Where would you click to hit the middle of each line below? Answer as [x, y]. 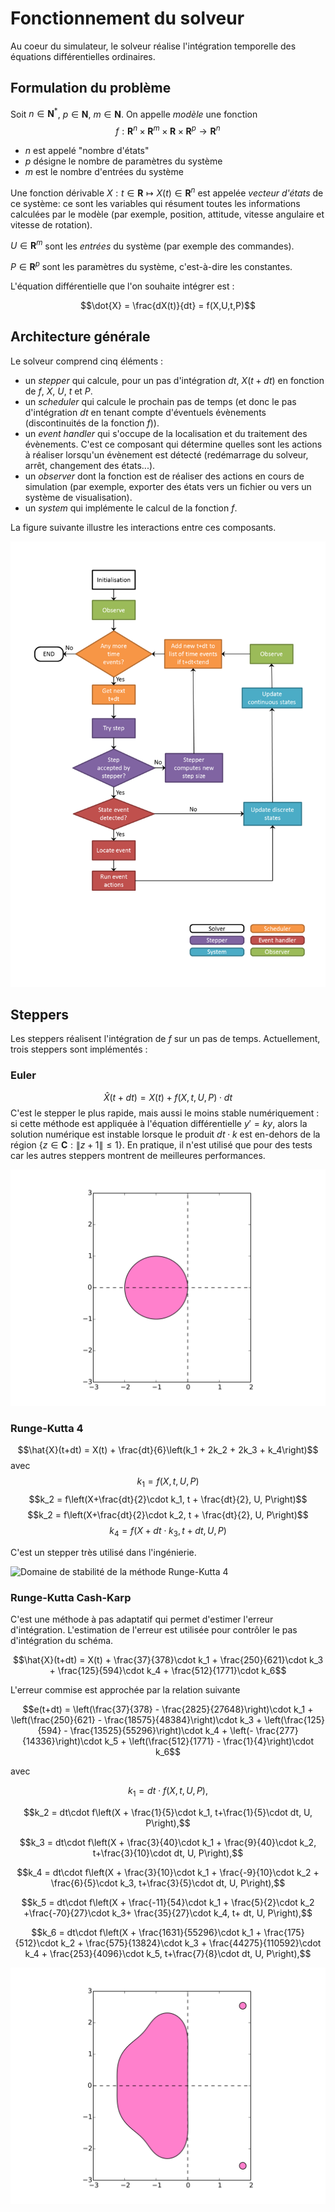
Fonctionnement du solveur [127, 18]
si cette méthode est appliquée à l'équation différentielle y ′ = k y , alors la [159, 1123]
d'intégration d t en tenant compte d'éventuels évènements [145, 412]
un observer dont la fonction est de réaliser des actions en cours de [164, 476]
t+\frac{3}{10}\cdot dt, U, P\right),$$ [168, 1853]
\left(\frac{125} [295, 1719]
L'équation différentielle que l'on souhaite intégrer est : [122, 286]
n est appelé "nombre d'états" [87, 151]
